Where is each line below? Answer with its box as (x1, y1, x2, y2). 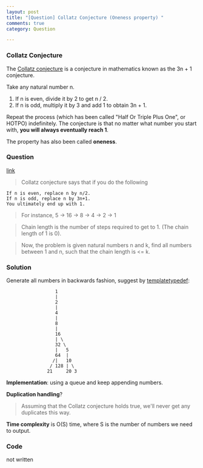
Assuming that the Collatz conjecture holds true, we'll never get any (21, 402, 191, 410)
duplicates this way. (21, 409, 71, 416)
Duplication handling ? (6, 391, 62, 398)
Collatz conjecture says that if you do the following (21, 178, 148, 186)
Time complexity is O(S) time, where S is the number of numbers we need (6, 421, 193, 428)
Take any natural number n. (6, 83, 75, 90)
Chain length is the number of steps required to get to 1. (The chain (21, 223, 189, 231)
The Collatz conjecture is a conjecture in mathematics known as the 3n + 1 (6, 65, 192, 72)
